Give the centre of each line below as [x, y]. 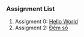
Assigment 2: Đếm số [41, 28]
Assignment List [31, 9]
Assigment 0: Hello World [46, 22]
